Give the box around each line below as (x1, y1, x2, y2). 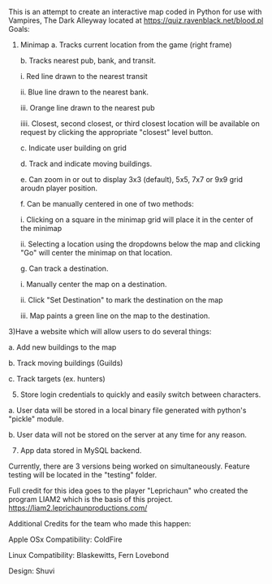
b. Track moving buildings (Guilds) (8, 358, 123, 368)
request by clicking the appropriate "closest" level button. (19, 128, 214, 137)
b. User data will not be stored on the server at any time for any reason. (8, 430, 248, 439)
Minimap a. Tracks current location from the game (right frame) (19, 40, 233, 50)
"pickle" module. (8, 414, 65, 424)
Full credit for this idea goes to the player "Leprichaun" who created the (8, 486, 248, 495)
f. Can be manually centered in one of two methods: (19, 199, 194, 208)
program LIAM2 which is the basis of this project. (8, 495, 173, 503)
